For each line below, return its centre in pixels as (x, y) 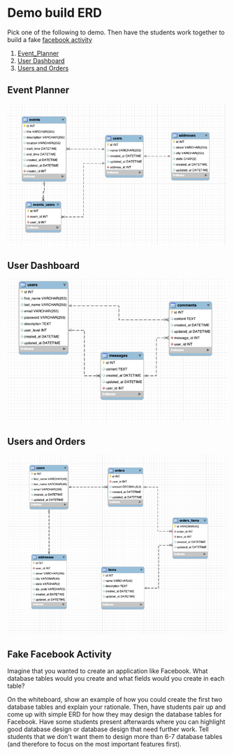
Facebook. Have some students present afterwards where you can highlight (116, 722)
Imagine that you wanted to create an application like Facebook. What (108, 671)
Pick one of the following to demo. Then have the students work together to (116, 32)
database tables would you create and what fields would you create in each (116, 679)
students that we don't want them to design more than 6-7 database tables (115, 737)
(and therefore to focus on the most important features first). (94, 744)
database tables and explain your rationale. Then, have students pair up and (117, 707)
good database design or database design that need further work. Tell (108, 729)
